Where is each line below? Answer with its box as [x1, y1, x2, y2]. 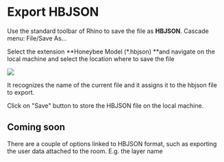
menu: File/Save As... [7, 34, 67, 42]
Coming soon [7, 121, 66, 133]
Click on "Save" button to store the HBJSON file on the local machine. [7, 101, 204, 110]
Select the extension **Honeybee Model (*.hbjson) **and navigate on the [7, 47, 216, 56]
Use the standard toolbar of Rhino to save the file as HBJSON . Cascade [7, 27, 209, 35]
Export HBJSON [7, 4, 99, 20]
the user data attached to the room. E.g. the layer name [7, 147, 163, 155]
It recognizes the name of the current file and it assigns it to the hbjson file [7, 80, 217, 89]
